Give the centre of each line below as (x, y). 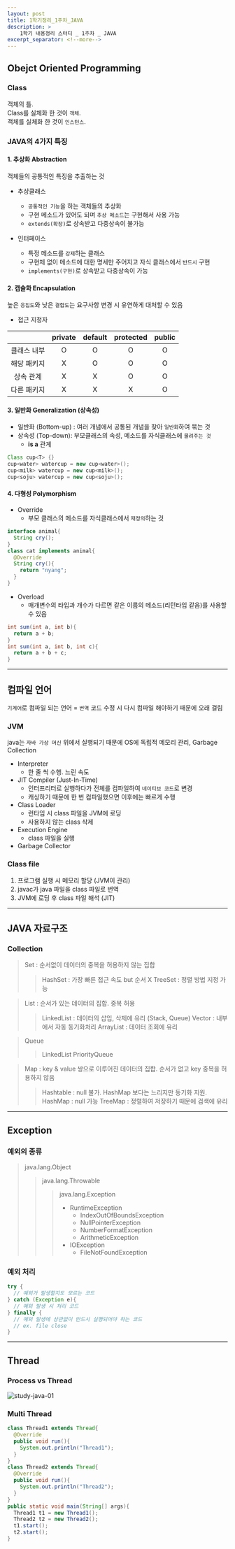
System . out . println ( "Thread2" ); (67, 1487)
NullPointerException (111, 1222)
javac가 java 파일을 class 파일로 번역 (68, 889)
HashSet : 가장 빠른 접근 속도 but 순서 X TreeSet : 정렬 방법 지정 (130, 980)
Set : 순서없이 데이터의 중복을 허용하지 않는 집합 (90, 965)
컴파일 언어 (30, 690)
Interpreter (33, 764)
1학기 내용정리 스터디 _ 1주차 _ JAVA (68, 33)
